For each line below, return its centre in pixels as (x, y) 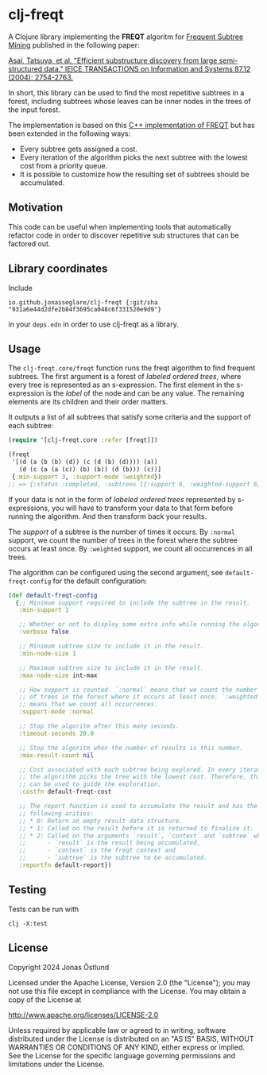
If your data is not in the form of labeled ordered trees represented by (122, 499)
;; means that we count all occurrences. (88, 705)
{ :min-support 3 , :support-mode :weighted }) (86, 477)
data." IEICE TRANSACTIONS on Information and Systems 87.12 (147, 68)
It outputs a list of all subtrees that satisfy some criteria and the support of (130, 417)
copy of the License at (45, 1000)
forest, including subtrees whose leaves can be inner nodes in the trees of (130, 101)
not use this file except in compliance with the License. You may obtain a (127, 991)
